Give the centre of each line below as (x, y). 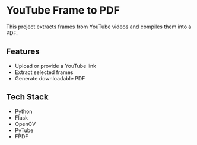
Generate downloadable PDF (50, 78)
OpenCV (25, 124)
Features (23, 52)
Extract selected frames (44, 72)
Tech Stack (27, 97)
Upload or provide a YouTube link (55, 66)
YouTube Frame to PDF (63, 10)
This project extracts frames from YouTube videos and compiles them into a (99, 27)
